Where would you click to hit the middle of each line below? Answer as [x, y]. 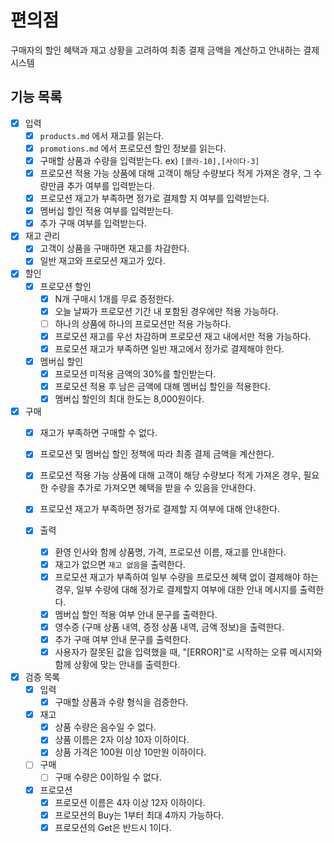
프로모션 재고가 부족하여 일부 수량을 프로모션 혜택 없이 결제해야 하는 [187, 577]
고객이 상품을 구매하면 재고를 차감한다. [114, 248]
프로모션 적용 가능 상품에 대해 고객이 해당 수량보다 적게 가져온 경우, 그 [175, 173]
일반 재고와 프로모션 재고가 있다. [102, 261]
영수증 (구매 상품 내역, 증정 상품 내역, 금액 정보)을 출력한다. [169, 627]
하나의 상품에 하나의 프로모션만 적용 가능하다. [143, 323]
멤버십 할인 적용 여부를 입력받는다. [106, 211]
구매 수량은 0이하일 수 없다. [108, 777]
